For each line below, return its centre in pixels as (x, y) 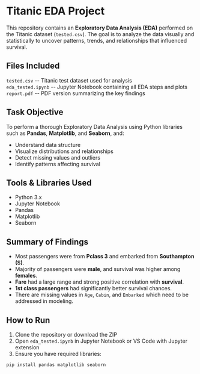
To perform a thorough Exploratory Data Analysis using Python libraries (95, 126)
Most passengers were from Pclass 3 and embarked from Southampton (105, 257)
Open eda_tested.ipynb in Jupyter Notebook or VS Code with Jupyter (101, 341)
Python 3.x (28, 198)
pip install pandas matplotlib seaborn (56, 365)
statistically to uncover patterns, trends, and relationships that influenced (97, 40)
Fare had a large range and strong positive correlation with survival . (99, 282)
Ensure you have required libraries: (58, 354)
